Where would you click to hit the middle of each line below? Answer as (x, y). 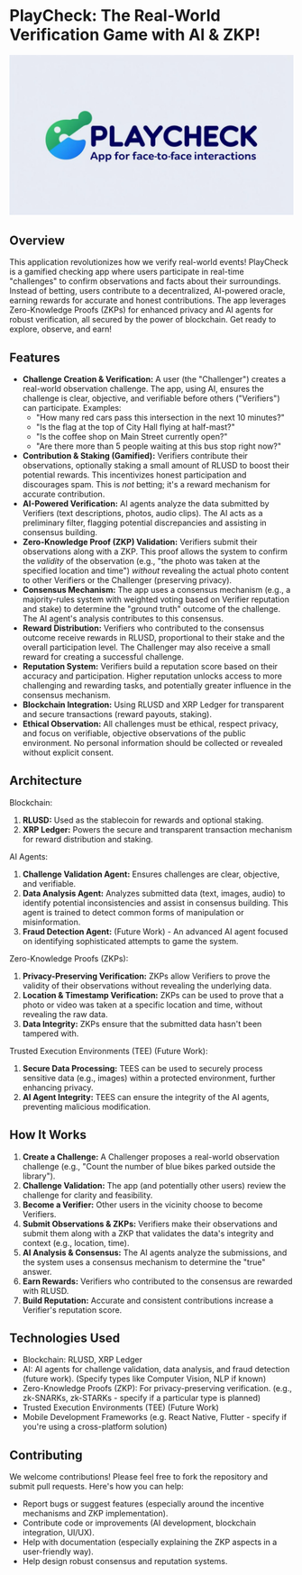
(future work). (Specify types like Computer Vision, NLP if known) (144, 1379)
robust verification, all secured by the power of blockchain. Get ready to (143, 320)
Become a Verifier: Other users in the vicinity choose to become (142, 1205)
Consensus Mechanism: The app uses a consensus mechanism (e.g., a (156, 590)
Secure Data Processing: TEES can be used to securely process (142, 1068)
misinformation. (51, 922)
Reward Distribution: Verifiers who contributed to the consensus (143, 628)
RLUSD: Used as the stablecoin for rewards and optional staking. (143, 820)
